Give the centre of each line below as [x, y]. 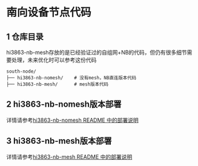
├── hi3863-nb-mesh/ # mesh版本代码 [58, 84]
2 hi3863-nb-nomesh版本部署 [64, 105]
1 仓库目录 [25, 37]
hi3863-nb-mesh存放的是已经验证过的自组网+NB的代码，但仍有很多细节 [97, 52]
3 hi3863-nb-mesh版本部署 [59, 141]
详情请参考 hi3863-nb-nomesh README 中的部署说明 [72, 120]
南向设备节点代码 [49, 12]
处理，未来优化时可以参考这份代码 [54, 60]
